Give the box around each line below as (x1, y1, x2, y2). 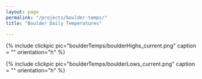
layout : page (6, 9, 39, 15)
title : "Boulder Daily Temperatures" (6, 20, 102, 26)
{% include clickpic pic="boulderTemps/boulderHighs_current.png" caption (6, 42, 196, 49)
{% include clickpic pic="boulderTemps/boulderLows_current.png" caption (6, 60, 195, 67)
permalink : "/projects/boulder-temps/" (6, 15, 108, 21)
